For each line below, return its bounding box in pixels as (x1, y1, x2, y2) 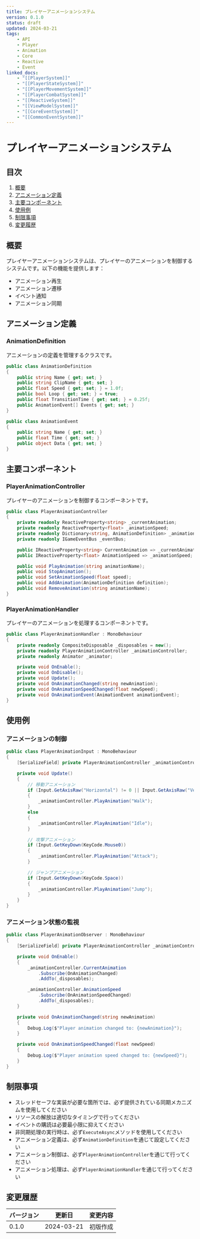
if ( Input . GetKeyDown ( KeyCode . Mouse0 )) (27, 842, 127, 848)
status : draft (6, 20, 42, 26)
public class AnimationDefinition (6, 363, 92, 369)
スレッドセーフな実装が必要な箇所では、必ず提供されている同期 (14, 1098, 171, 1106)
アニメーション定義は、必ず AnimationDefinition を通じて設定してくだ (14, 1136, 186, 1143)
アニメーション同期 (14, 300, 62, 307)
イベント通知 (14, 293, 46, 300)
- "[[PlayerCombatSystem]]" (17, 92, 86, 98)
